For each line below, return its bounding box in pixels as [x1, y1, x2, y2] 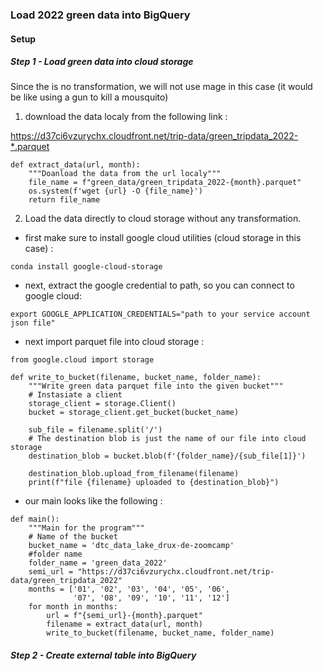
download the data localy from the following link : [24, 111, 228, 123]
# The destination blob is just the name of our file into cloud [28, 434, 307, 444]
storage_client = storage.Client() [28, 399, 177, 409]
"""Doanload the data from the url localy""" [28, 169, 222, 179]
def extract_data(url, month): [10, 160, 141, 170]
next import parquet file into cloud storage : [24, 336, 205, 348]
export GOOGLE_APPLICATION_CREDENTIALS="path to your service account [10, 309, 311, 320]
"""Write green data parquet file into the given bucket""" [28, 381, 284, 392]
